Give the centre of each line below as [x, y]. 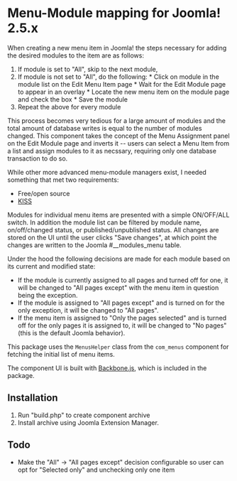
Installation [33, 398]
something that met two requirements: [63, 180]
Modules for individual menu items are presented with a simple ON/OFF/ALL [118, 215]
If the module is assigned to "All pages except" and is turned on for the [121, 303]
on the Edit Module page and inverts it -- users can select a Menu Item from [118, 143]
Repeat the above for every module [69, 107]
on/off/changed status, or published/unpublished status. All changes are [113, 229]
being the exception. [48, 295]
